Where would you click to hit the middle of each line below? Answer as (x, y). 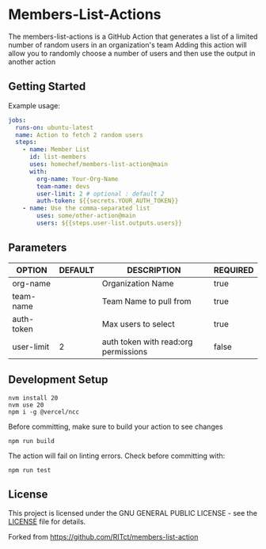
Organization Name (138, 283)
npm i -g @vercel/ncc (44, 412)
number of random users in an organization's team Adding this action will (127, 44)
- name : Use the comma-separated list (86, 208)
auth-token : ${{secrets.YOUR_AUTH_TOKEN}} (108, 201)
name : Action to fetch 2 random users (80, 135)
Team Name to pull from (146, 301)
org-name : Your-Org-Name (78, 179)
